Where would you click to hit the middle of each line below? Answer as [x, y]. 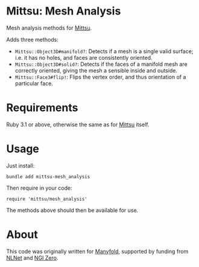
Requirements [42, 108]
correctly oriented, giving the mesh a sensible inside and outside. [96, 70]
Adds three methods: [32, 39]
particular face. [34, 83]
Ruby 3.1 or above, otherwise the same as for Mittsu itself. [78, 124]
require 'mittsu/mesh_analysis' [47, 199]
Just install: [21, 166]
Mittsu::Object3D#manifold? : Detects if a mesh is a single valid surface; [104, 51]
